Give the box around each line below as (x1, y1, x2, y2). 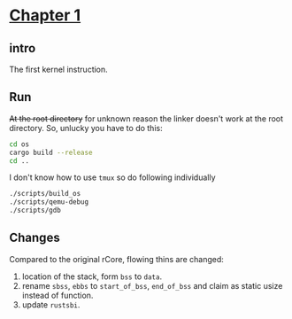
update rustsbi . (21, 299, 81, 310)
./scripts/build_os (9, 190, 81, 198)
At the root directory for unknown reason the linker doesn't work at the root (9, 113, 284, 124)
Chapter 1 (9, 5, 81, 26)
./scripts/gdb (9, 206, 62, 215)
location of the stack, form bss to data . (21, 271, 162, 282)
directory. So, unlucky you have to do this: (9, 122, 163, 133)
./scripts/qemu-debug (9, 198, 89, 206)
